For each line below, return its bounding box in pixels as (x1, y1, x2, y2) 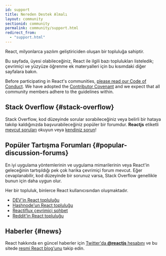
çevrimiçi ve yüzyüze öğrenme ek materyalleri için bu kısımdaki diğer (5, 63, 146, 69)
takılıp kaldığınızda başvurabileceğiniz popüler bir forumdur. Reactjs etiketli (5, 121, 159, 127)
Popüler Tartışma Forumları (5, 141, 92, 150)
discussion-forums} (5, 149, 69, 157)
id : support (5, 7, 30, 12)
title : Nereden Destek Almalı (5, 12, 68, 17)
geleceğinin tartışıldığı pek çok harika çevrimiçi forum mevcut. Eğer (5, 167, 143, 173)
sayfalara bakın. (5, 68, 38, 74)
